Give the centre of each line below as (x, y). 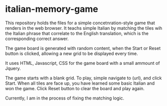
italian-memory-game (52, 9)
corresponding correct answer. (37, 39)
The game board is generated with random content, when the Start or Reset (83, 48)
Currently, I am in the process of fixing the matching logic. (65, 98)
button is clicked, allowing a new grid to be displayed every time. (72, 53)
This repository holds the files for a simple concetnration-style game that (80, 23)
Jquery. (13, 68)
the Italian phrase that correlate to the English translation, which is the (77, 33)
